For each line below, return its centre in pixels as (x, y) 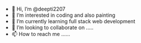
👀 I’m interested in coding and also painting (63, 15)
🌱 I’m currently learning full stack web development (73, 21)
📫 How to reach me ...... (41, 34)
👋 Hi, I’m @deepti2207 (38, 9)
